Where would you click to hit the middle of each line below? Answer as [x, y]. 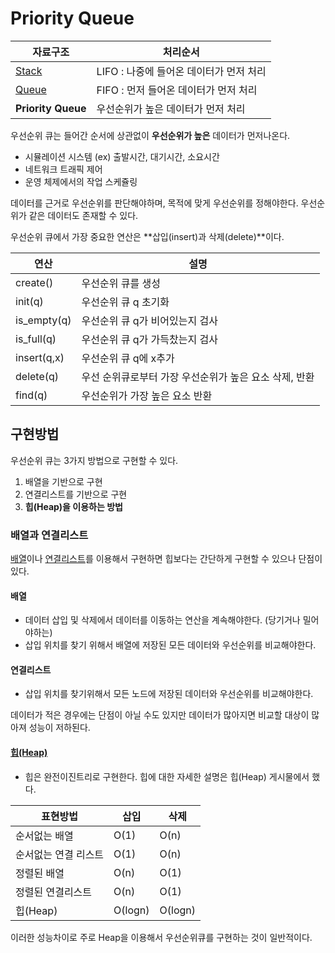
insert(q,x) [40, 357]
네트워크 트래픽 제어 [63, 169]
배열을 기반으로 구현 [63, 481]
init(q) [29, 301]
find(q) [31, 395]
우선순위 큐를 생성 [121, 283]
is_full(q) [36, 339]
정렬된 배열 [40, 873]
